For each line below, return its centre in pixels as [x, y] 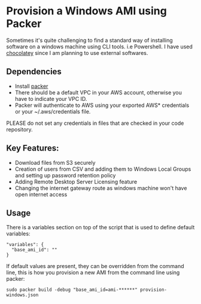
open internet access [41, 194]
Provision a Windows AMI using [87, 11]
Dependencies [34, 72]
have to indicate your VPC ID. [51, 99]
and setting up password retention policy [65, 175]
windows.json [22, 295]
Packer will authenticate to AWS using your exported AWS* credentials [102, 105]
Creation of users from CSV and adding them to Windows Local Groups [103, 169]
